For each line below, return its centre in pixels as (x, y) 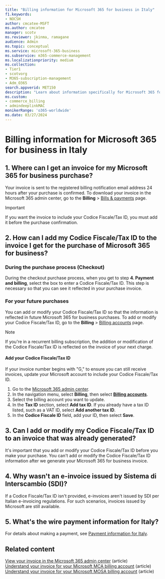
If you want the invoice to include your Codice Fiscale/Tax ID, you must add (81, 217)
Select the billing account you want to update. (59, 399)
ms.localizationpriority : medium (39, 60)
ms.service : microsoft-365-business (42, 51)
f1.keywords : (18, 14)
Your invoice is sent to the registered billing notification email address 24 (79, 187)
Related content (30, 549)
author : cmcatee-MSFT (27, 23)
